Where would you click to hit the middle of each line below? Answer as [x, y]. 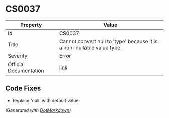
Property [31, 25]
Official [16, 64]
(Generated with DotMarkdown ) [38, 110]
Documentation [26, 70]
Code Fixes [23, 88]
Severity [18, 56]
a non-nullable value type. [91, 47]
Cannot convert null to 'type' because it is [109, 41]
